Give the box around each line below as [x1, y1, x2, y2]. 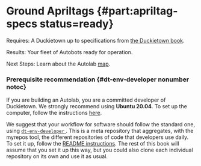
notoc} [6, 82, 27, 91]
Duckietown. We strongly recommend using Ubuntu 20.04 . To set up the [6, 103, 188, 110]
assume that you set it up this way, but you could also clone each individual [6, 146, 194, 154]
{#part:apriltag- [96, 4, 178, 18]
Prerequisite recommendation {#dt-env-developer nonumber [6, 75, 190, 84]
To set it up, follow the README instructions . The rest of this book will [6, 140, 179, 147]
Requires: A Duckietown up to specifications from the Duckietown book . [6, 37, 185, 44]
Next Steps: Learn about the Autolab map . [6, 60, 110, 67]
